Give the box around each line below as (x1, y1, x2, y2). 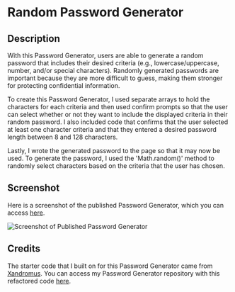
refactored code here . (7, 276, 71, 285)
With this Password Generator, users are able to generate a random (7, 51, 204, 60)
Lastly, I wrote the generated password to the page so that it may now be (7, 147, 221, 155)
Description (7, 33, 60, 45)
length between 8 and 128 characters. (7, 133, 118, 141)
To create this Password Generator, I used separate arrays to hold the (7, 95, 210, 103)
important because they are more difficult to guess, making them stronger (7, 74, 223, 82)
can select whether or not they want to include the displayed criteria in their (7, 111, 228, 118)
